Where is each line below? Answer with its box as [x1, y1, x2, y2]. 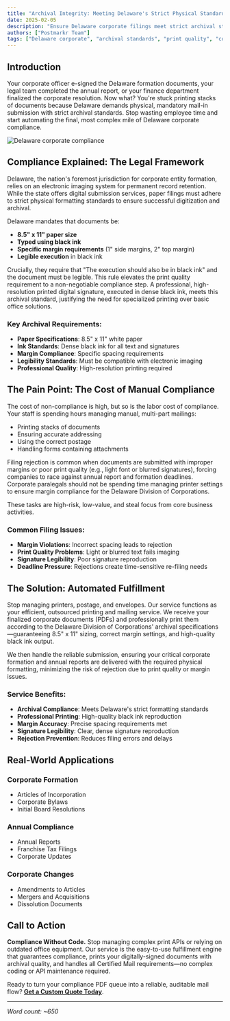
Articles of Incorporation [16, 790, 86, 798]
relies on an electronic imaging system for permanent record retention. [7, 181, 207, 190]
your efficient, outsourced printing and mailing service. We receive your [7, 607, 209, 616]
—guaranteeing [7, 629, 51, 638]
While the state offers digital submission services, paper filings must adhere [7, 189, 221, 197]
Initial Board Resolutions [16, 805, 86, 813]
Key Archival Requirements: [7, 319, 103, 328]
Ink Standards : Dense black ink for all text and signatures [16, 342, 180, 350]
